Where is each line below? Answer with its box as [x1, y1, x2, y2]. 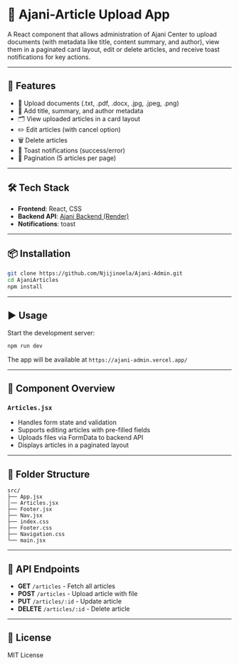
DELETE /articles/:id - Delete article [17, 604, 130, 613]
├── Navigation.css [7, 530, 65, 538]
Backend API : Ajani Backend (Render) [17, 211, 129, 220]
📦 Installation [7, 247, 71, 259]
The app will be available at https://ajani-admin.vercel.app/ [7, 355, 188, 364]
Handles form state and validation [17, 418, 117, 426]
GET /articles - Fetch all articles [17, 582, 116, 590]
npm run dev [7, 342, 43, 350]
